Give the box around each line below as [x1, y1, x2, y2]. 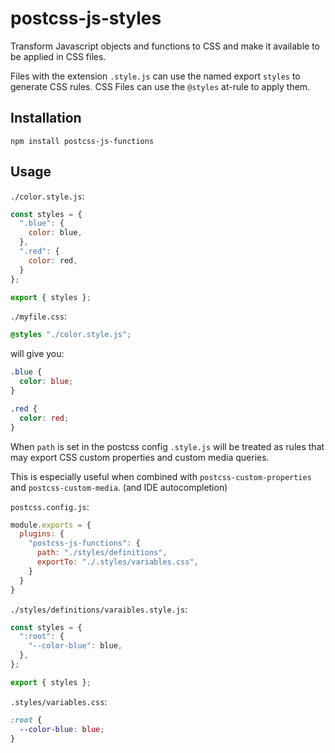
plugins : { [19, 529, 65, 539]
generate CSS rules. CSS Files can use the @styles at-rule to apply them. [10, 80, 311, 92]
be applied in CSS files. [10, 50, 107, 62]
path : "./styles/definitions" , [36, 548, 168, 558]
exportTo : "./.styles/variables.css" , [36, 557, 199, 567]
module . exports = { [10, 520, 92, 530]
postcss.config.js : [10, 500, 90, 512]
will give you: [10, 348, 65, 360]
